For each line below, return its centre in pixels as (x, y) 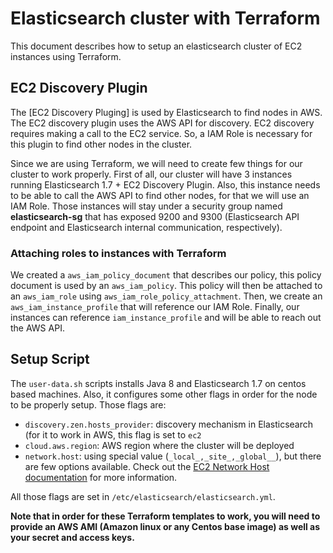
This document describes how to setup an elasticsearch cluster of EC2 (156, 46)
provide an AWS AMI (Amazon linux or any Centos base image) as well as (165, 526)
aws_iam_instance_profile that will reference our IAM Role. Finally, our (155, 307)
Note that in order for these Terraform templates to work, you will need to (165, 516)
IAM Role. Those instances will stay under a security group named (146, 206)
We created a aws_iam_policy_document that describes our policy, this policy (166, 275)
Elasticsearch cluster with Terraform (165, 18)
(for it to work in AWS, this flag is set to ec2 (113, 434)
